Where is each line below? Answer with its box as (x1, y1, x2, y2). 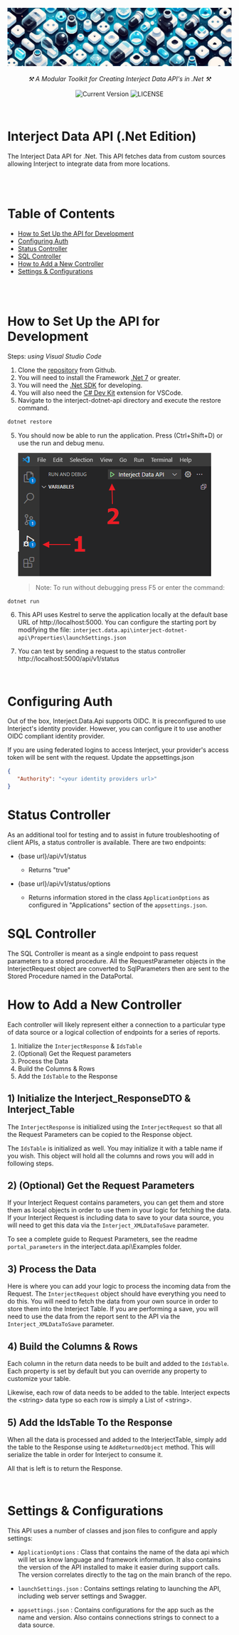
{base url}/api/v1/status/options (17, 879, 111, 888)
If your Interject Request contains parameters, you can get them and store (7, 1198, 224, 1207)
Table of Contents (7, 206, 115, 222)
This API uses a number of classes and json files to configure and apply (7, 1526, 218, 1535)
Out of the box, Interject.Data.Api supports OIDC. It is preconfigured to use (7, 716, 226, 726)
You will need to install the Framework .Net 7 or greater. (17, 373, 181, 381)
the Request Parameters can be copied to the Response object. (7, 1130, 193, 1138)
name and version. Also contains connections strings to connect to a (17, 1613, 219, 1621)
